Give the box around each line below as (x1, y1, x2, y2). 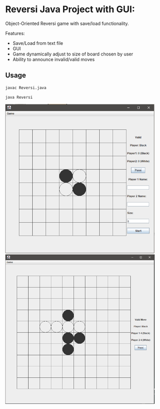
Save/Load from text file (12, 40, 63, 46)
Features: (5, 30, 25, 36)
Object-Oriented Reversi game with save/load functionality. (5, 20, 129, 26)
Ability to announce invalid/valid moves (12, 56, 95, 62)
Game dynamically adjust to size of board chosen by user (12, 51, 134, 57)
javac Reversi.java (5, 85, 47, 90)
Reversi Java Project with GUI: (5, 4, 136, 15)
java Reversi (5, 95, 33, 100)
